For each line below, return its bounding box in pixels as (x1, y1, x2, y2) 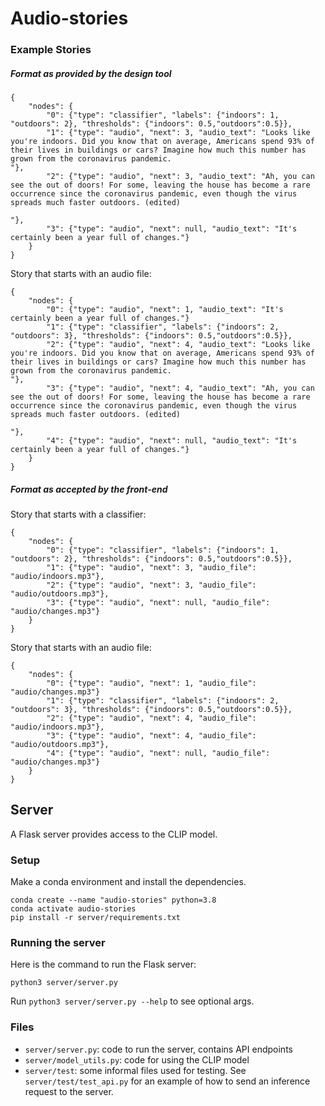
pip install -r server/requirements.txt (10, 913, 182, 923)
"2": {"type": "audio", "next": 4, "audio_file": (46, 713, 257, 724)
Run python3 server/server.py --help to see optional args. (10, 995, 255, 1007)
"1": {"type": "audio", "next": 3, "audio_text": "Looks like (46, 128, 311, 138)
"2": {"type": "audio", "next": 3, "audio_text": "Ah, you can (46, 172, 315, 182)
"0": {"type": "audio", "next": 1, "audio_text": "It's (46, 305, 284, 315)
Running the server (10, 936, 106, 950)
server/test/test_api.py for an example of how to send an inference (24, 1075, 311, 1087)
